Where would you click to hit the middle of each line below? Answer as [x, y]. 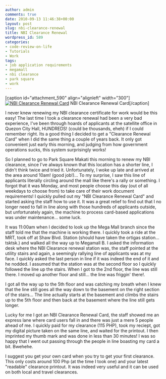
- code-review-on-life [28, 47]
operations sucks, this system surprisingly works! [56, 150]
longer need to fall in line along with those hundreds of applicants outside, [81, 207]
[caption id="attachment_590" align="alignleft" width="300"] [68, 98]
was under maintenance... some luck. [43, 217]
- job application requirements [38, 65]
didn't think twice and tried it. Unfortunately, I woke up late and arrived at [80, 170]
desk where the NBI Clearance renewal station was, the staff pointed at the [82, 248]
